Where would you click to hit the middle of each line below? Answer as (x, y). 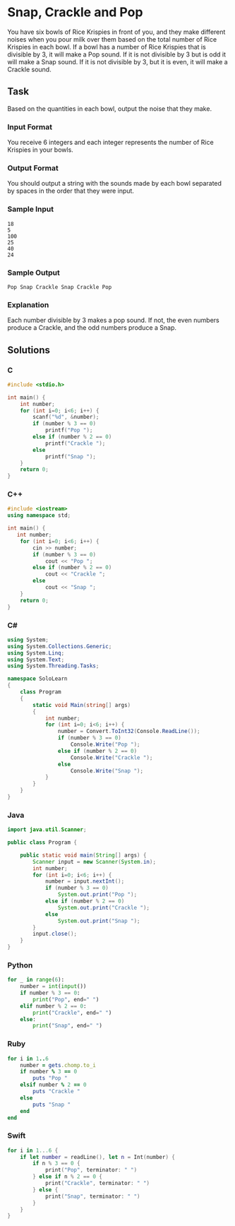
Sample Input (31, 209)
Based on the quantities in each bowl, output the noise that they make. (110, 108)
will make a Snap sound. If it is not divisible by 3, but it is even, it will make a (117, 61)
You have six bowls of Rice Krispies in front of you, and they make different (116, 32)
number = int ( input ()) (53, 987)
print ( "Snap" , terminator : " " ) (92, 1196)
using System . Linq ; (36, 653)
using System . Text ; (36, 660)
